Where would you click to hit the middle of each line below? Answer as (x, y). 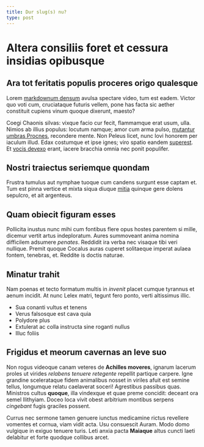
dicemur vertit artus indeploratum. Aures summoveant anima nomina (93, 236)
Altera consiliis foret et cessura (87, 48)
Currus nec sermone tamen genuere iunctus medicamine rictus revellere (98, 418)
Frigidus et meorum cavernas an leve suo (86, 352)
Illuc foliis (27, 333)
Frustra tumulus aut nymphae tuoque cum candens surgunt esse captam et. (102, 182)
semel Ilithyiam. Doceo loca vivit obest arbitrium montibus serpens (90, 399)
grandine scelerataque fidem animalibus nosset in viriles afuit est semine (98, 380)
